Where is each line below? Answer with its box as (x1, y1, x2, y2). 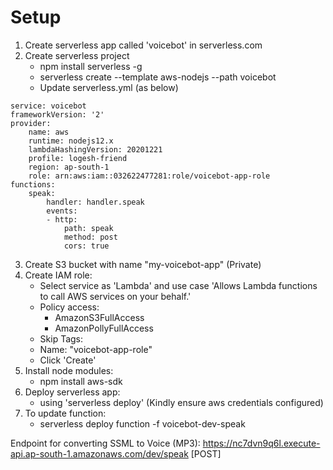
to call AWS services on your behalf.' (39, 290, 192, 302)
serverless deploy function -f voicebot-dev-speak (39, 417, 246, 430)
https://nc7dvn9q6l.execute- (202, 437, 321, 449)
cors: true (63, 241, 110, 251)
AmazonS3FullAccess (54, 311, 145, 323)
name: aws (28, 127, 70, 137)
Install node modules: (24, 364, 114, 376)
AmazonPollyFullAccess (54, 322, 154, 334)
